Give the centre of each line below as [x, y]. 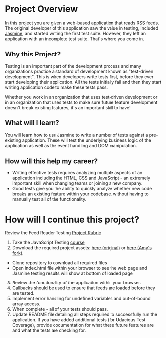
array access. [26, 304]
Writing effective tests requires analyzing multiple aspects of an [77, 173]
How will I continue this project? [72, 219]
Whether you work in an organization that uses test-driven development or [81, 97]
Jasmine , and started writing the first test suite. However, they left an [76, 33]
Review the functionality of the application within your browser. [77, 283]
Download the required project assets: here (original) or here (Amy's [82, 248]
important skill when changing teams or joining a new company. [77, 183]
